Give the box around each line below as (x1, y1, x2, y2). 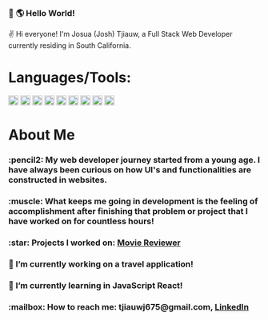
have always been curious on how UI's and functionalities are (8, 164, 252, 176)
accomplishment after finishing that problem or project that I (8, 206, 248, 217)
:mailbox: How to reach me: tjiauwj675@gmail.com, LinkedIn (8, 301, 250, 312)
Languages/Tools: (8, 69, 132, 87)
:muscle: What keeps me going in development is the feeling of (8, 196, 258, 207)
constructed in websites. (8, 175, 108, 186)
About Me (8, 126, 75, 144)
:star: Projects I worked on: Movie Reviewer (8, 237, 182, 248)
